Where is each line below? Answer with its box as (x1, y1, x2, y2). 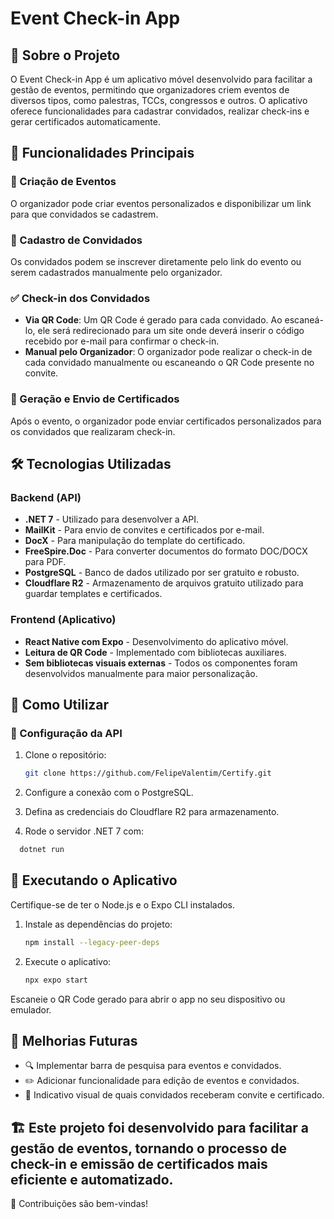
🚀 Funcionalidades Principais (10, 145, 195, 162)
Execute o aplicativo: (24, 955, 112, 967)
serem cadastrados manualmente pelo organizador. (10, 266, 223, 278)
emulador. (10, 1003, 52, 1016)
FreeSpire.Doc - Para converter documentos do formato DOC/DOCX (24, 545, 308, 557)
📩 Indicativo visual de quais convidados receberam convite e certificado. (24, 1089, 325, 1101)
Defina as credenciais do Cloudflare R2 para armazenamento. (24, 806, 280, 818)
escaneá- (284, 314, 324, 326)
